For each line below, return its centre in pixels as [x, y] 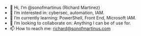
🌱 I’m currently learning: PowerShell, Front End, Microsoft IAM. [73, 18]
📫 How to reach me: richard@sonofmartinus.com [60, 28]
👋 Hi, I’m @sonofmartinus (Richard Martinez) [55, 8]
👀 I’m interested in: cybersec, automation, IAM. [57, 13]
